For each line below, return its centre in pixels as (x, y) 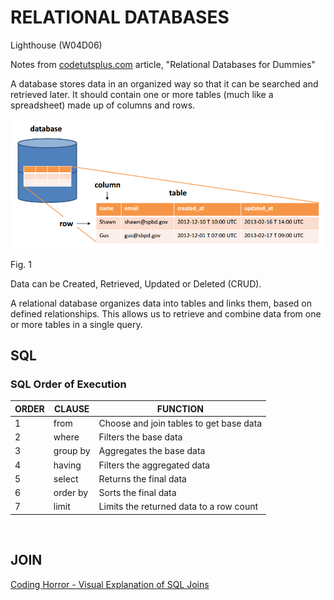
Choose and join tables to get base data (180, 423)
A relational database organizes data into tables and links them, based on (161, 303)
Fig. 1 (21, 264)
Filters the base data (140, 437)
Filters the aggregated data (154, 465)
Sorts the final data (137, 493)
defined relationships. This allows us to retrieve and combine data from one (166, 313)
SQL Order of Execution (68, 384)
